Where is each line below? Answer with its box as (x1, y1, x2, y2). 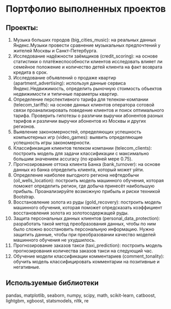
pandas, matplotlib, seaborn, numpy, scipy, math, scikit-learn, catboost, (6, 292, 156, 298)
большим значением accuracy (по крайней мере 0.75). (13, 156, 133, 162)
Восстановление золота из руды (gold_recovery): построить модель (13, 199, 161, 205)
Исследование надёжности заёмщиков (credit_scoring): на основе (13, 53, 158, 59)
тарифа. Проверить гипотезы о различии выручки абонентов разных (13, 113, 163, 119)
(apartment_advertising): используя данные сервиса (13, 80, 126, 86)
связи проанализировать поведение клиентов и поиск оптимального (13, 107, 164, 113)
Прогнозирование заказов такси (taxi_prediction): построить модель (13, 242, 162, 248)
